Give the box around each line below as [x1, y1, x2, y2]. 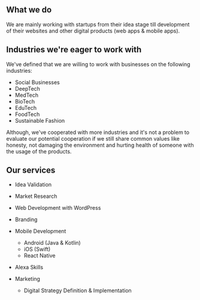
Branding [14, 216, 38, 223]
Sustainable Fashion [14, 117, 65, 124]
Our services [6, 165, 56, 176]
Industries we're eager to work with [6, 44, 142, 55]
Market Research [14, 192, 57, 200]
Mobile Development [14, 228, 66, 235]
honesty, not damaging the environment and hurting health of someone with [6, 141, 194, 148]
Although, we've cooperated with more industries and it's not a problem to [6, 129, 190, 136]
